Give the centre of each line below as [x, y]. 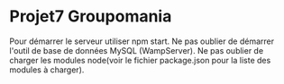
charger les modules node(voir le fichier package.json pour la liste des [140, 60]
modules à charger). [47, 70]
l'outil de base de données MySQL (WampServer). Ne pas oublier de [137, 50]
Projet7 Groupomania [91, 17]
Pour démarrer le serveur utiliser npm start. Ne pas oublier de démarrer [142, 41]
